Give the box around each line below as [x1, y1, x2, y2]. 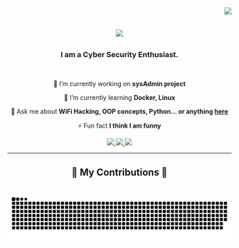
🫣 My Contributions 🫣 [71, 166, 168, 178]
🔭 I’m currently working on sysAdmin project [53, 80, 186, 88]
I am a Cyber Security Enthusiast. [60, 50, 179, 60]
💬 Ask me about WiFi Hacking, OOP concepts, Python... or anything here [10, 107, 229, 116]
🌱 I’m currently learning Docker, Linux [63, 93, 176, 102]
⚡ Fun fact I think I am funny [78, 121, 161, 130]
